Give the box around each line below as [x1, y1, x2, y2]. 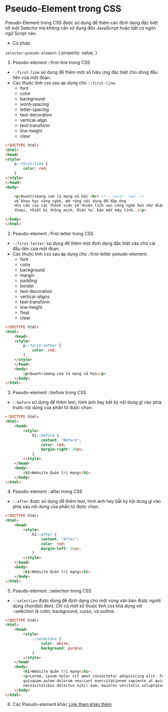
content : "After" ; [40, 537, 79, 542]
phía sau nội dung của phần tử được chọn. [12, 503, 100, 509]
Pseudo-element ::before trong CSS [12, 390, 86, 396]
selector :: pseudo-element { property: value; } [5, 50, 97, 56]
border [19, 283, 34, 289]
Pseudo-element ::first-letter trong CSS [12, 230, 93, 236]
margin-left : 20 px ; [40, 546, 81, 551]
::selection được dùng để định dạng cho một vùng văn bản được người [12, 597, 161, 603]
